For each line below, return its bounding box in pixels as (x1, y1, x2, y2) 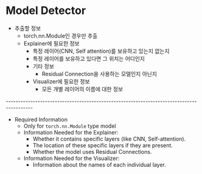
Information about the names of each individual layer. (32, 161, 167, 168)
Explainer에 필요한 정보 (23, 40, 80, 47)
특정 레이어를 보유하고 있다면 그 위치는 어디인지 (32, 55, 145, 62)
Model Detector (5, 4, 86, 18)
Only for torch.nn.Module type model (23, 122, 116, 130)
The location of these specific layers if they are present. (32, 141, 173, 149)
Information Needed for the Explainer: (23, 128, 119, 136)
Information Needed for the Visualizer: (23, 155, 120, 162)
